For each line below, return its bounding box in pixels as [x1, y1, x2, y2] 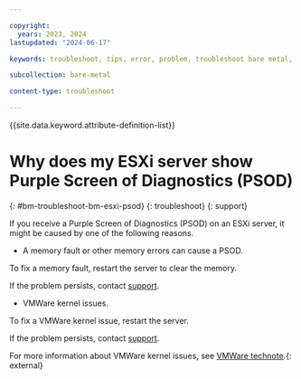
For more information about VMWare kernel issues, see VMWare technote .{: [9, 350, 292, 361]
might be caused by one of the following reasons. [9, 227, 194, 238]
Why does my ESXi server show [9, 151, 253, 172]
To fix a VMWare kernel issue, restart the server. [9, 315, 190, 326]
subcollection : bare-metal [9, 71, 111, 80]
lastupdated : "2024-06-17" [9, 38, 111, 47]
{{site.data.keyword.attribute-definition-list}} [9, 119, 176, 130]
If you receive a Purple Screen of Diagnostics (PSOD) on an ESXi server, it [9, 218, 285, 229]
